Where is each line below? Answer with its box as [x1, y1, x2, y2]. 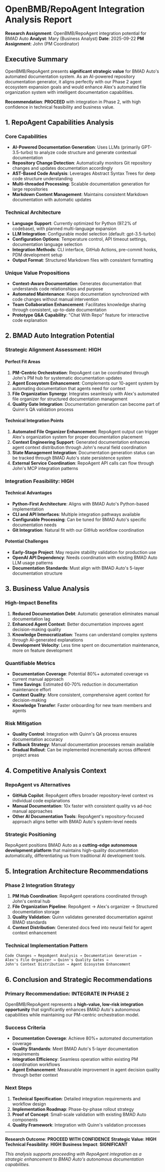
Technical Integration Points [5, 418, 64, 424]
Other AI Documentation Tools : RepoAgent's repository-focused [12, 814, 144, 820]
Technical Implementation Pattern [5, 942, 88, 949]
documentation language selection [12, 241, 82, 247]
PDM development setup [12, 252, 63, 258]
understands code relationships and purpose [12, 286, 104, 292]
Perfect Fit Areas [5, 358, 41, 364]
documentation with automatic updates [12, 196, 92, 203]
